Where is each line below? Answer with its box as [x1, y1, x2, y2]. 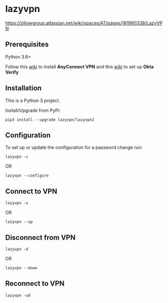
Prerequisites [5, 40, 49, 49]
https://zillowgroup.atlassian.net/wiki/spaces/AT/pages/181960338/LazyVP [5, 20, 163, 26]
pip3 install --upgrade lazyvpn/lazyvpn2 [5, 117, 95, 122]
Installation [5, 84, 42, 92]
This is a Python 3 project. [5, 97, 60, 104]
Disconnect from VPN [5, 233, 76, 242]
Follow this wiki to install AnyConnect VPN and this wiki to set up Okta [5, 63, 154, 69]
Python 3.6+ [5, 54, 32, 60]
